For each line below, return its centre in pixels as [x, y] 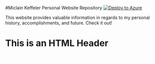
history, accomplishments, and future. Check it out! [59, 23]
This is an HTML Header [57, 43]
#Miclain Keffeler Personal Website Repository [54, 8]
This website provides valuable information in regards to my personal [77, 17]
